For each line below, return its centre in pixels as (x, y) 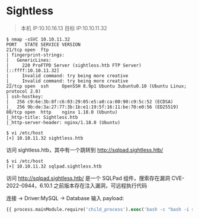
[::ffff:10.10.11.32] (33, 70)
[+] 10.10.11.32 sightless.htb (45, 138)
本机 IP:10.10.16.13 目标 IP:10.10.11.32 (64, 28)
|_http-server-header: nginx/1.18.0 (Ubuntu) (63, 122)
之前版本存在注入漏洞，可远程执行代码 (100, 185)
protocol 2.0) (24, 91)
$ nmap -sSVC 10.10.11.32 (38, 39)
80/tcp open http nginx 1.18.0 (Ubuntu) (62, 112)
